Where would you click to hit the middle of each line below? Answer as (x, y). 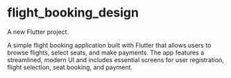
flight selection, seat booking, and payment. (70, 67)
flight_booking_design (73, 13)
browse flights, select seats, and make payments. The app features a (106, 52)
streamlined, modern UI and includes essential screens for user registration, (115, 59)
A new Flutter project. (38, 32)
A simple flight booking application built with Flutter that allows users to (109, 45)
